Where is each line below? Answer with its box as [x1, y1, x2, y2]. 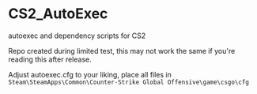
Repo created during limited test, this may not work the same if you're [8, 46, 236, 55]
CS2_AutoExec [8, 5, 108, 23]
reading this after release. [8, 55, 93, 64]
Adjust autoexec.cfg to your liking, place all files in [8, 70, 172, 79]
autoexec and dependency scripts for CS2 [8, 31, 146, 40]
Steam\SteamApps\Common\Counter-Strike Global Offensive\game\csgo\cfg [8, 78, 249, 86]
